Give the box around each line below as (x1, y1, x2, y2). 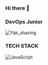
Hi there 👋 (5, 5, 30, 12)
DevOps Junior (5, 18, 43, 25)
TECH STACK (5, 43, 39, 50)
